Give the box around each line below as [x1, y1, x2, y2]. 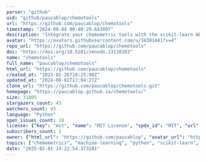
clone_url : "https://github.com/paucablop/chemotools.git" [6, 83, 161, 89]
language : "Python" [6, 111, 56, 118]
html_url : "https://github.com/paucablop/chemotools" [6, 66, 147, 72]
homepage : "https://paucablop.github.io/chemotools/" [6, 89, 147, 95]
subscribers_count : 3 [6, 129, 62, 135]
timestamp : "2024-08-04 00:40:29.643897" [6, 26, 114, 32]
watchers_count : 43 [6, 105, 56, 112]
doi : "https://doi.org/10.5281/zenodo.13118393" [6, 49, 133, 55]
